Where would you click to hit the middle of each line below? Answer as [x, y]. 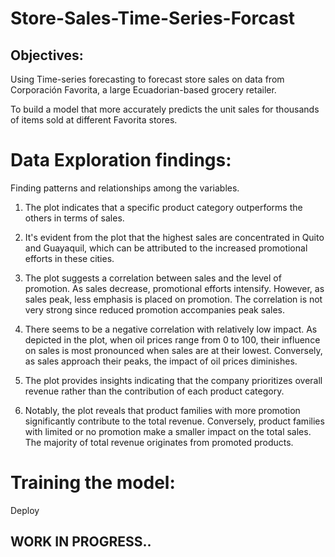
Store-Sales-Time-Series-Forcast [153, 18]
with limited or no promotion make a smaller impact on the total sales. [168, 431]
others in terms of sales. [74, 218]
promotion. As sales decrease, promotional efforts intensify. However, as [174, 288]
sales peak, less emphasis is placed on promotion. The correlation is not [173, 299]
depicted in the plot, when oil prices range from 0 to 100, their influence [172, 339]
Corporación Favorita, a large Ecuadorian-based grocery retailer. [143, 90]
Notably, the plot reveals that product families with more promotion [162, 410]
